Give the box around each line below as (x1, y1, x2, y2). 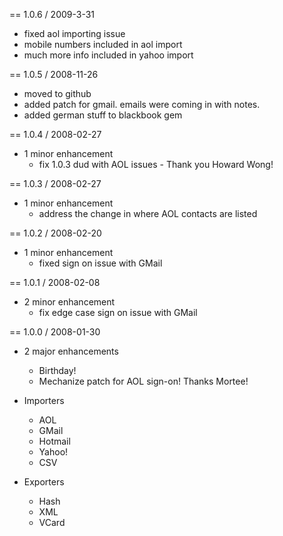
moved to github (23, 88, 92, 99)
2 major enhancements (23, 345, 119, 357)
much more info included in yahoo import (23, 49, 194, 61)
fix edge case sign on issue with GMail (38, 307, 198, 318)
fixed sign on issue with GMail (38, 257, 163, 269)
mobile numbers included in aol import (23, 39, 183, 50)
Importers (23, 395, 65, 406)
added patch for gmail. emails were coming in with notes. (23, 99, 261, 110)
